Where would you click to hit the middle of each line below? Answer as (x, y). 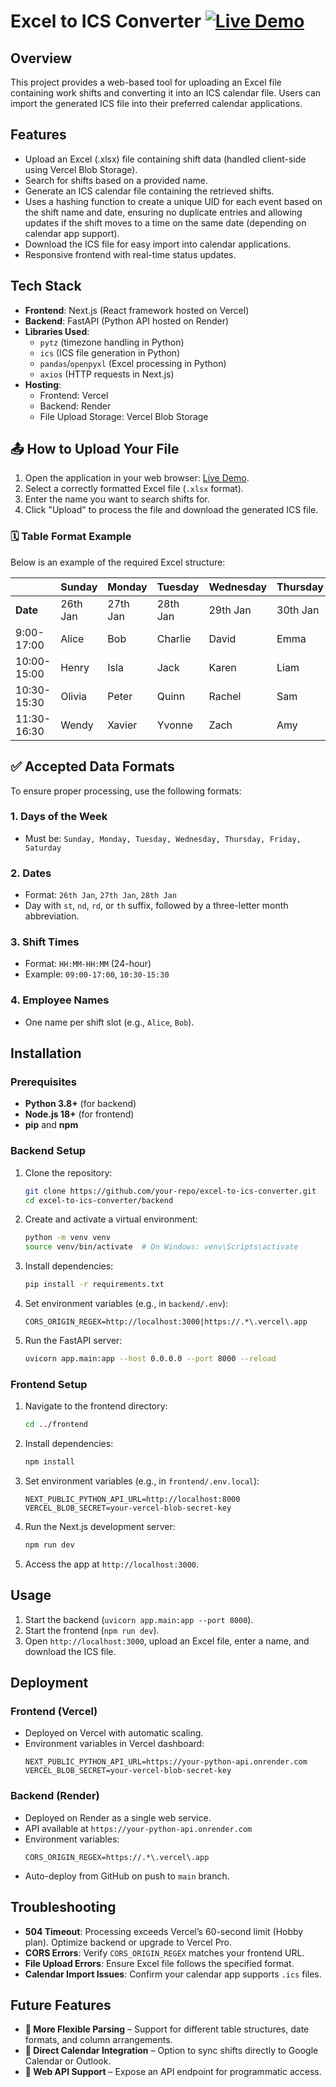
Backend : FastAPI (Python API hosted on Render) (127, 321)
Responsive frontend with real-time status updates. (130, 254)
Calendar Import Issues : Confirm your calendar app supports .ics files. (173, 1974)
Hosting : (43, 384)
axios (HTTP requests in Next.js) (107, 374)
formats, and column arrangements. (98, 2040)
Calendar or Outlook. (68, 2061)
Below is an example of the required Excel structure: (118, 562)
